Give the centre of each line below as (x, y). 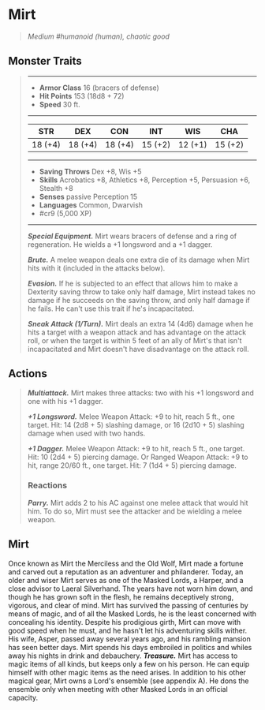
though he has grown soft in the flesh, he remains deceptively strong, (121, 596)
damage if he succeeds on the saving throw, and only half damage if (138, 300)
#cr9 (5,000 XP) (65, 213)
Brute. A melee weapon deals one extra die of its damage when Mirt (138, 260)
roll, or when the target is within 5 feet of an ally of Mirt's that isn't (134, 340)
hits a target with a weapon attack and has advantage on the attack (137, 332)
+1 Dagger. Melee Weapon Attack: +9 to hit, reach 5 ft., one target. (136, 448)
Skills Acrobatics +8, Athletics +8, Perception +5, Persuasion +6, (145, 180)
